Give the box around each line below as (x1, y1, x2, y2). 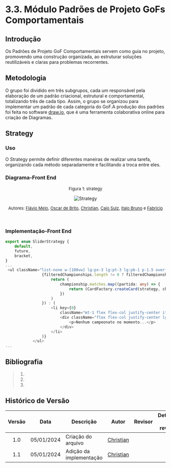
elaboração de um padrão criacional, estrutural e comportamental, (5, 93, 145, 99)
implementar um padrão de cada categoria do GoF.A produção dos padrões (5, 103, 164, 110)
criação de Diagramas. (5, 114, 53, 120)
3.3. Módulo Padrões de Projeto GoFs (5, 4, 165, 15)
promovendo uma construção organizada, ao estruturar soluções (5, 54, 142, 60)
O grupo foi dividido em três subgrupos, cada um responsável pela (5, 87, 146, 93)
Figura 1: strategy (68, 186, 103, 192)
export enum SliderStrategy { (5, 239, 70, 244)
